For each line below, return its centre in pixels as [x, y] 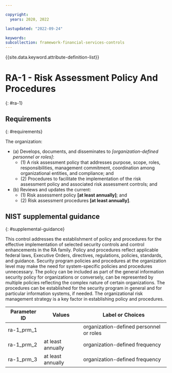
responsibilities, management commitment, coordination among [88, 168]
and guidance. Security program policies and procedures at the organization [86, 261]
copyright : [17, 14]
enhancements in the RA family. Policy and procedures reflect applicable [82, 250]
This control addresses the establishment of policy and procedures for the [84, 239]
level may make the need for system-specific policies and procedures [79, 266]
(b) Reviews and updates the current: [52, 189]
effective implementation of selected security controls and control [75, 244]
